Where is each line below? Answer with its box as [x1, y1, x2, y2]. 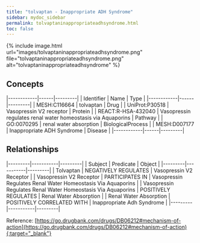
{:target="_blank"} [6, 230, 52, 237]
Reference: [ [6, 216, 37, 224]
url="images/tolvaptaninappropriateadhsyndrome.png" [6, 49, 143, 56]
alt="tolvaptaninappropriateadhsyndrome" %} [6, 62, 120, 69]
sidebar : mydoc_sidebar [6, 14, 66, 21]
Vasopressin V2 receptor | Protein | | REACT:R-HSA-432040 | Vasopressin [6, 108, 191, 115]
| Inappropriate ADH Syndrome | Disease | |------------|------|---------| [6, 127, 185, 134]
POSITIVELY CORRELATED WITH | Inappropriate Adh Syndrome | [6, 198, 167, 206]
